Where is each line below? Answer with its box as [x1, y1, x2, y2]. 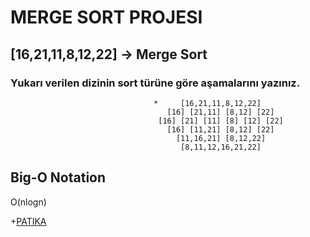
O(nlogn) [10, 196, 47, 208]
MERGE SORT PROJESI [10, 6, 203, 29]
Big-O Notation [10, 169, 107, 186]
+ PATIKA [10, 215, 47, 227]
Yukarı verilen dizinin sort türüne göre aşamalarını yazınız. [10, 76, 301, 90]
